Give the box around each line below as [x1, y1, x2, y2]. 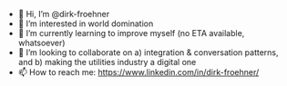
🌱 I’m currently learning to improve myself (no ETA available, [17, 28, 245, 38]
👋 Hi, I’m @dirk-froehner [17, 9, 110, 19]
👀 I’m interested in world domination [17, 18, 154, 29]
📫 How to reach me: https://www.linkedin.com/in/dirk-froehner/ [17, 67, 260, 77]
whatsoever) [17, 37, 66, 48]
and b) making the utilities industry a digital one [17, 57, 197, 67]
